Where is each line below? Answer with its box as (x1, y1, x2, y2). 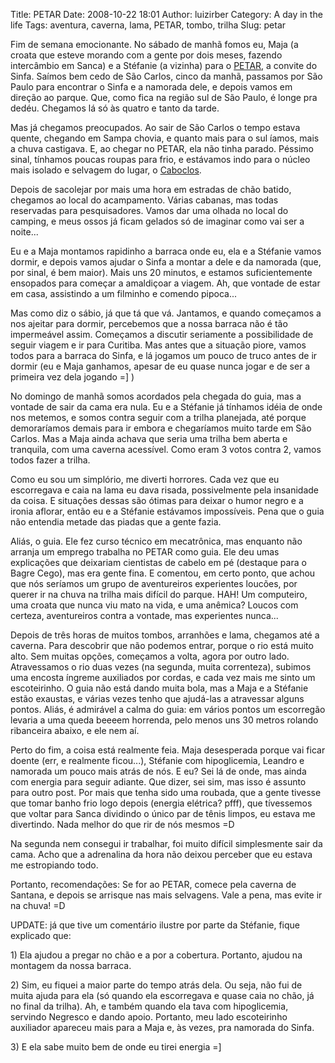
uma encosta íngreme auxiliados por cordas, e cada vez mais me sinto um (10, 672, 316, 683)
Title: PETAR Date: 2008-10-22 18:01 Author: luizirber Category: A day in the (10, 9, 323, 20)
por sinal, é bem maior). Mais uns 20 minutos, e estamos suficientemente (10, 267, 313, 278)
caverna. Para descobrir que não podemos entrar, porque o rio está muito (10, 640, 314, 651)
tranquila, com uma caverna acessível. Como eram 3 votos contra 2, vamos (10, 444, 322, 455)
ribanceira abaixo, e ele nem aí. (10, 725, 140, 736)
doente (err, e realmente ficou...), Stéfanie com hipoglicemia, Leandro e (10, 755, 305, 766)
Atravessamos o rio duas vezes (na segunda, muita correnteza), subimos (10, 661, 312, 673)
